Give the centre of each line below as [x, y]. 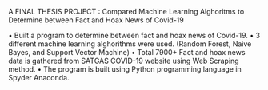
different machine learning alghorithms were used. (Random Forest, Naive [130, 44]
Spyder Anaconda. [39, 78]
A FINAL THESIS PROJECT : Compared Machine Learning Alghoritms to [126, 12]
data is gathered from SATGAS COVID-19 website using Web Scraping [124, 61]
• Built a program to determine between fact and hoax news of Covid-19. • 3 [134, 35]
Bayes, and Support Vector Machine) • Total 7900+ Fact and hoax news [127, 52]
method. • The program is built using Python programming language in [125, 69]
